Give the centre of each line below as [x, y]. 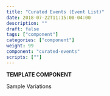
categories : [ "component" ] [40, 40]
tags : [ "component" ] [33, 35]
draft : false [23, 29]
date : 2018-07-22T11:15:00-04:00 [49, 18]
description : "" [27, 23]
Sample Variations [29, 86]
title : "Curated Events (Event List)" [55, 12]
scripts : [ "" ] [24, 57]
